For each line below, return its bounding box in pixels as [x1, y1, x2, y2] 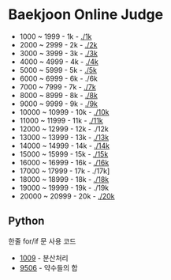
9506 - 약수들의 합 [19, 263, 78, 272]
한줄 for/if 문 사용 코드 [8, 236, 76, 246]
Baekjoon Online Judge [8, 6, 164, 24]
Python [8, 214, 45, 228]
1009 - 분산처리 [19, 253, 69, 263]
